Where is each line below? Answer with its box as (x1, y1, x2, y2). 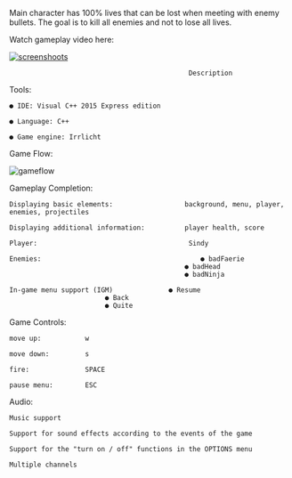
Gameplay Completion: (9, 182, 93, 193)
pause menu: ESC (9, 381, 98, 390)
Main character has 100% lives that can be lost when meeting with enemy (9, 8, 280, 18)
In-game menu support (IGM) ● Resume (9, 286, 201, 295)
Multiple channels (9, 460, 77, 469)
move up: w (9, 334, 90, 343)
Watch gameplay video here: (9, 35, 114, 45)
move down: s (9, 350, 90, 359)
